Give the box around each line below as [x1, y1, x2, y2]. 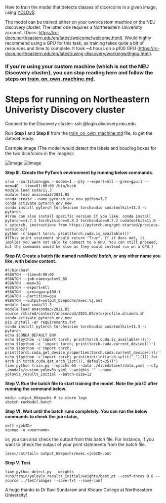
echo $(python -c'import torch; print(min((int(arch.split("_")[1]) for [5, 354, 158, 359]
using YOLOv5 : [5, 9, 36, 15]
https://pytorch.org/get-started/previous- [69, 223, 161, 227]
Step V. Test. [5, 459, 32, 465]
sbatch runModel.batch [5, 399, 52, 404]
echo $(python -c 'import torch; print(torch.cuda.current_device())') [5, 341, 156, 346]
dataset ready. [5, 135, 35, 141]
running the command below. [5, 386, 67, 391]
